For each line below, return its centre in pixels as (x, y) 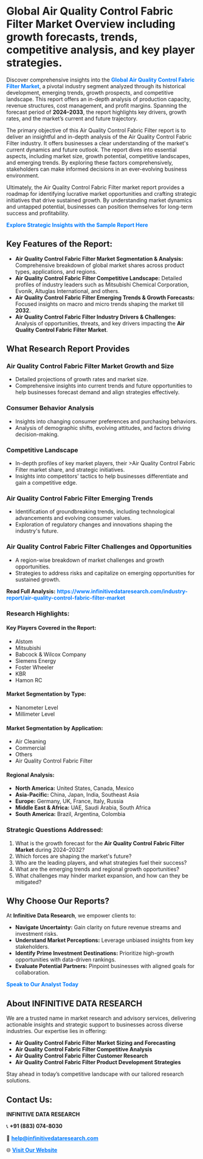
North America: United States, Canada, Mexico (74, 788)
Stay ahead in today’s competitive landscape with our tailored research (95, 1074)
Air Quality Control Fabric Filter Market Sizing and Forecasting (95, 1043)
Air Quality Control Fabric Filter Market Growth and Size (90, 366)
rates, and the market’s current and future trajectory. (72, 118)
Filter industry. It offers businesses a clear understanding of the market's (98, 143)
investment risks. (36, 934)
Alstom (24, 641)
